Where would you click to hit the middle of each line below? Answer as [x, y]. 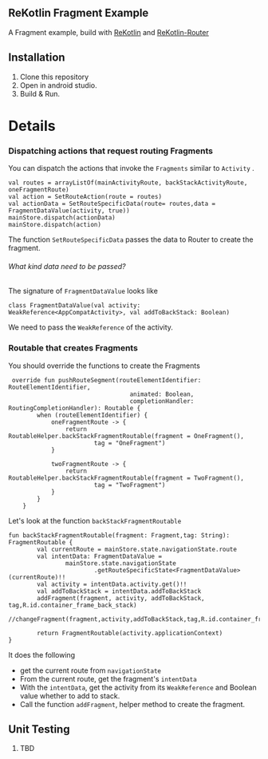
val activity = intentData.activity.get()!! [112, 584]
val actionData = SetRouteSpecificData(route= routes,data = [112, 204]
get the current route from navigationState [91, 670]
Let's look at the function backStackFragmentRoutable [95, 520]
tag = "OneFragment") [130, 443]
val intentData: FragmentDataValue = [99, 556]
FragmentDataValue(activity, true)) [69, 211]
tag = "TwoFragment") [130, 485]
